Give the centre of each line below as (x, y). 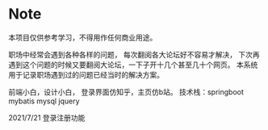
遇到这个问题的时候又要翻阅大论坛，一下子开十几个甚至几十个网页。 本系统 (133, 65)
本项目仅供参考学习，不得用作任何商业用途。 (83, 37)
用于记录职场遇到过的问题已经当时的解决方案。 (86, 74)
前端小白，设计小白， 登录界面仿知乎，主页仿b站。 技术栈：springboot (126, 92)
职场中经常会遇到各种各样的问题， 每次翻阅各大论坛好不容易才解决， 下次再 (134, 54)
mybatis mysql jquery (44, 101)
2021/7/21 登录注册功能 (47, 117)
